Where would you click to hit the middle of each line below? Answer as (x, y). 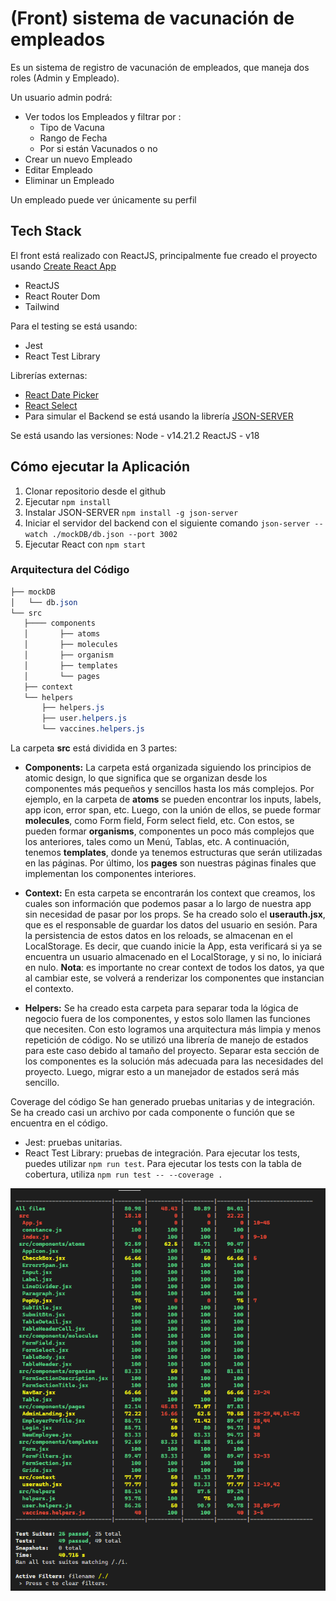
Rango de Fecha (73, 138)
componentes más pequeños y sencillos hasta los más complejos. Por (169, 789)
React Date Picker (61, 394)
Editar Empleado (58, 169)
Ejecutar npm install (68, 501)
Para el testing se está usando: (74, 326)
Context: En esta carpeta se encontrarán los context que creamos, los (170, 893)
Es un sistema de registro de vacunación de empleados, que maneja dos (160, 67)
